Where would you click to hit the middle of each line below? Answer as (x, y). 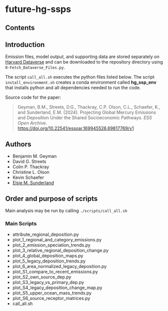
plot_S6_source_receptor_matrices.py (51, 298)
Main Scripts (21, 223)
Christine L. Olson (31, 172)
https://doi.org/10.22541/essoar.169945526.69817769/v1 (75, 128)
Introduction (25, 44)
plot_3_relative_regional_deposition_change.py (60, 250)
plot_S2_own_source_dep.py (42, 277)
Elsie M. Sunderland (33, 183)
